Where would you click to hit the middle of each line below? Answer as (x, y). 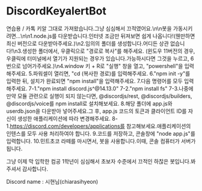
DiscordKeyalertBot (57, 11)
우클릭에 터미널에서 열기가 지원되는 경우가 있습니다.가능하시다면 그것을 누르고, (98, 58)
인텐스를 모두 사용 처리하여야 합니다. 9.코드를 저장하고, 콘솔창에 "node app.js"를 (101, 133)
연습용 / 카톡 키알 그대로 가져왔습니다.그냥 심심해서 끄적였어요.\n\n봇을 (89, 28)
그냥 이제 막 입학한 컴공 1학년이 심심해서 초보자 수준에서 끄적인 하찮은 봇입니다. (99, 161)
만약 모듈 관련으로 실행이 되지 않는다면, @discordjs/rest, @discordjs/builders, (99, 96)
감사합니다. (35, 169)
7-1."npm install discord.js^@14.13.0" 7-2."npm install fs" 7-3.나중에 (111, 88)
